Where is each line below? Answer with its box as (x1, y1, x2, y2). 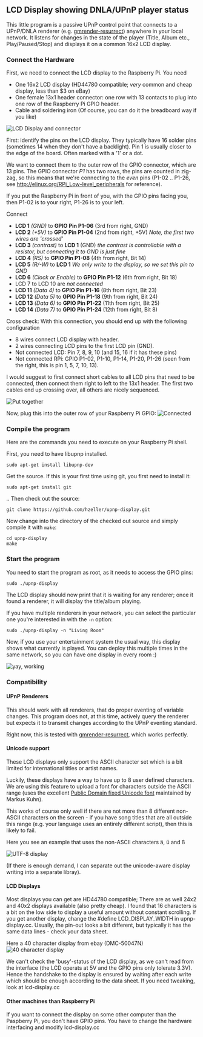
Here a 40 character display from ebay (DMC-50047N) (6, 939, 144, 947)
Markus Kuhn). (6, 796, 44, 803)
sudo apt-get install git (6, 484, 72, 490)
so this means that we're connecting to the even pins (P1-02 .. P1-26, (18, 174, 190, 181)
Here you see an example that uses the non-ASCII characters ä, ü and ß (6, 839, 185, 846)
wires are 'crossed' (15, 235, 64, 242)
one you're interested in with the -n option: (6, 615, 113, 623)
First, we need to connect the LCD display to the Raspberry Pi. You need (6, 69, 187, 76)
